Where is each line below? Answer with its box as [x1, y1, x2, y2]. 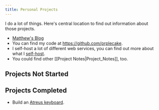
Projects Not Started [5, 70, 68, 78]
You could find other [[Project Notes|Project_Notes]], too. [12, 55, 128, 61]
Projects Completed [5, 86, 67, 95]
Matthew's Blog [12, 35, 44, 41]
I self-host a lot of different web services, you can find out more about [12, 45, 154, 51]
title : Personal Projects [5, 7, 58, 12]
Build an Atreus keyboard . [12, 99, 65, 105]
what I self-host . [12, 51, 45, 56]
